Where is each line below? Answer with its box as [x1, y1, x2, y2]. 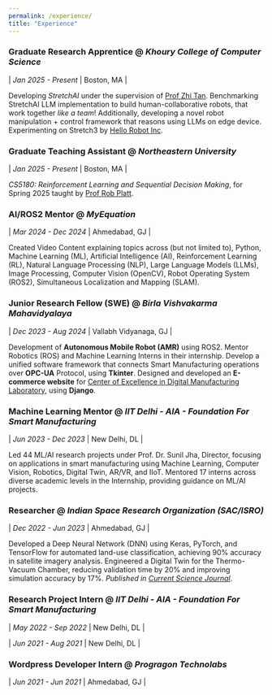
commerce [8, 376, 46, 386]
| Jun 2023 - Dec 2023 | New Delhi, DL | [8, 434, 144, 444]
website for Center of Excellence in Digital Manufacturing [46, 376, 240, 386]
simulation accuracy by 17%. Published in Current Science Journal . [8, 574, 233, 584]
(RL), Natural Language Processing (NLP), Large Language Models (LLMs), [8, 260, 259, 270]
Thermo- [214, 556, 245, 566]
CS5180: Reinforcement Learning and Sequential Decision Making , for [8, 180, 244, 189]
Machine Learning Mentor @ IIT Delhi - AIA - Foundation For [8, 406, 250, 417]
